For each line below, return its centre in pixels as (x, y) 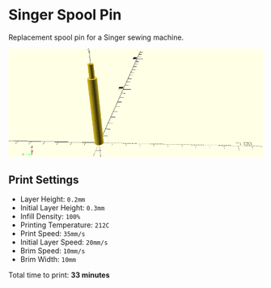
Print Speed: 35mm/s (53, 233)
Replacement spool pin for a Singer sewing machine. (96, 37)
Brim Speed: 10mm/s (53, 250)
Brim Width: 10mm (48, 259)
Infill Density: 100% (50, 216)
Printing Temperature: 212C (65, 225)
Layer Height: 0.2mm (53, 199)
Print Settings (44, 180)
